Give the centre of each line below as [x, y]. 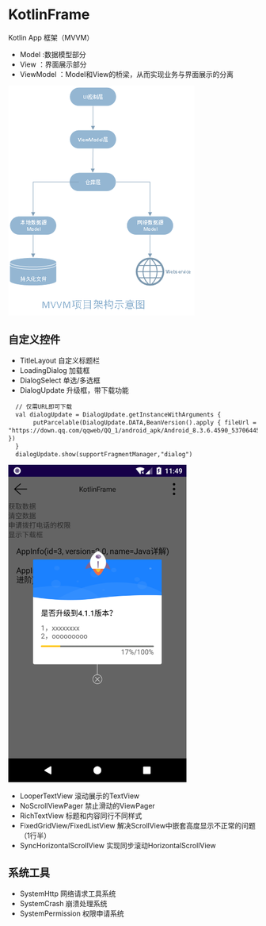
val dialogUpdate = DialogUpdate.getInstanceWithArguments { [118, 414]
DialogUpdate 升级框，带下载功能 [74, 390]
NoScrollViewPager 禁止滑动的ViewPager [87, 805]
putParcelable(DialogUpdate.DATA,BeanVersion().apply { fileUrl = [145, 422]
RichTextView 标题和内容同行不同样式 [81, 816]
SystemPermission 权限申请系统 [72, 913]
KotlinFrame [49, 15]
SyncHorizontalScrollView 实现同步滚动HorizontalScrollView [118, 845]
